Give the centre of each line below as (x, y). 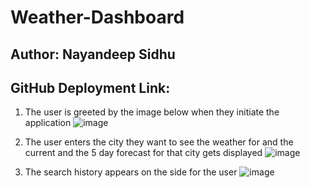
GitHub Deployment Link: (90, 87)
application (48, 123)
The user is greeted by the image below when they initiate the (152, 112)
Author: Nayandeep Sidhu (93, 54)
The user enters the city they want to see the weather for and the (159, 142)
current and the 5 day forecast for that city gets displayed (143, 153)
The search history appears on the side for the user (131, 172)
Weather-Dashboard (97, 17)
